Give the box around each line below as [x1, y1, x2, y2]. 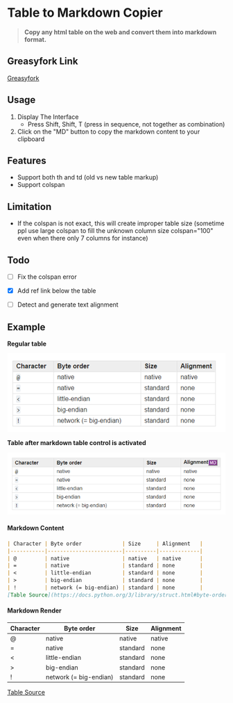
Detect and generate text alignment [17, 300, 119, 309]
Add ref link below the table [17, 286, 96, 295]
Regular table [7, 339, 47, 348]
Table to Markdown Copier [7, 5, 163, 21]
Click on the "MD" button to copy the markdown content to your [17, 127, 200, 136]
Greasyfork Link [7, 56, 78, 67]
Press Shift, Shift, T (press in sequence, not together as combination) [27, 120, 225, 128]
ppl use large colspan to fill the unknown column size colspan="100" [17, 227, 214, 235]
